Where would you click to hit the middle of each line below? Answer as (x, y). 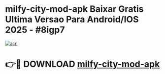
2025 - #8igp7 (35, 30)
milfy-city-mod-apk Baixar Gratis (74, 9)
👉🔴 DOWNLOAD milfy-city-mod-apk (82, 64)
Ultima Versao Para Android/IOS (72, 19)
